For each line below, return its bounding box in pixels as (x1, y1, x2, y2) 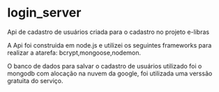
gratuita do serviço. (7, 76, 64, 84)
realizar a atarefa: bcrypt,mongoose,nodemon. (7, 48, 142, 57)
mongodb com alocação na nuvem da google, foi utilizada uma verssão (7, 69, 213, 77)
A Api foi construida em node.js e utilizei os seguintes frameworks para (7, 41, 212, 49)
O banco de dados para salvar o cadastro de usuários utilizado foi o (7, 62, 202, 70)
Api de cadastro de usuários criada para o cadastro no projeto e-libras (7, 28, 210, 36)
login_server (7, 5, 82, 21)
